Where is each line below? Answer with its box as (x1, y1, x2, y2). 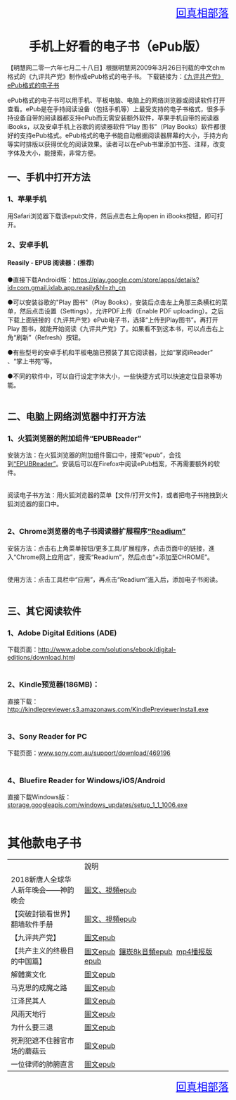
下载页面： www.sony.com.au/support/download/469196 (7, 749, 171, 757)
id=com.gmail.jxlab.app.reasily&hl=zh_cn (7, 283, 126, 292)
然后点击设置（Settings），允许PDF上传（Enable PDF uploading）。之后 (19, 306, 224, 315)
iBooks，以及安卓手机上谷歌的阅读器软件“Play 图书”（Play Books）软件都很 (7, 122, 226, 130)
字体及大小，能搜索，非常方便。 (7, 149, 100, 157)
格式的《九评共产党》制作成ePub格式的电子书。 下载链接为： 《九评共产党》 (7, 72, 224, 80)
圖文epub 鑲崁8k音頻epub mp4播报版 (84, 947, 213, 957)
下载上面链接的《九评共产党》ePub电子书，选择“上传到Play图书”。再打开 (7, 315, 219, 324)
